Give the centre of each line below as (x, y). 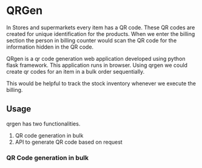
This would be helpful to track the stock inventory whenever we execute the (101, 83)
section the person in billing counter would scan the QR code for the (92, 40)
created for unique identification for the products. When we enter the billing (101, 33)
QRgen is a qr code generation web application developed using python (96, 58)
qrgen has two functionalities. (43, 124)
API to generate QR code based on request (69, 142)
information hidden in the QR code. (50, 47)
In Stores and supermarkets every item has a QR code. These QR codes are (101, 27)
